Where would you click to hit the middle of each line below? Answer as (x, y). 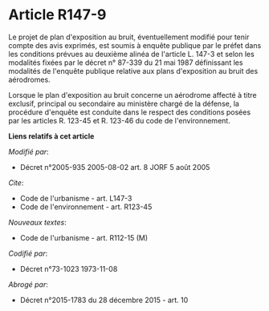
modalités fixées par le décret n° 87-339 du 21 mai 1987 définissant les (126, 63)
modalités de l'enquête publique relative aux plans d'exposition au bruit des (133, 71)
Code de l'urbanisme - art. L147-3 (76, 198)
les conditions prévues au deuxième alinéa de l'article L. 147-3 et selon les (131, 54)
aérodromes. (29, 79)
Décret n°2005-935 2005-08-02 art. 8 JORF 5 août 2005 (115, 167)
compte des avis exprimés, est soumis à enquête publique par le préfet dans (135, 45)
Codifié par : (28, 253)
